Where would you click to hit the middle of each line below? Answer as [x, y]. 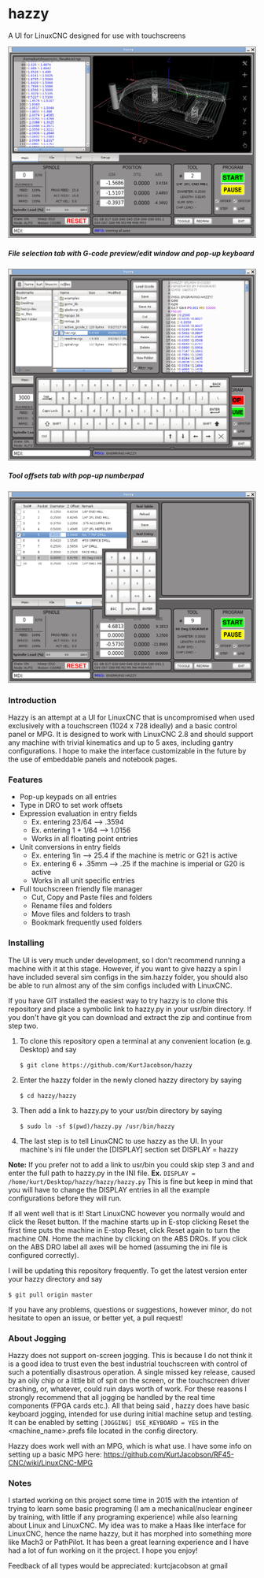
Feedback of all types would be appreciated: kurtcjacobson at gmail [118, 1566]
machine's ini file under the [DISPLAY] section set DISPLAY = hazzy [129, 1149]
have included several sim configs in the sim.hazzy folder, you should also [128, 977]
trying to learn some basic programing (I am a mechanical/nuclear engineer [130, 1509]
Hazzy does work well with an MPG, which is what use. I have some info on [130, 1446]
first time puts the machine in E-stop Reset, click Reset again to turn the [124, 1230]
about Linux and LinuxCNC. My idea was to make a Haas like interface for [127, 1525]
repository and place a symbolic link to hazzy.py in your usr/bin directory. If [130, 1009]
